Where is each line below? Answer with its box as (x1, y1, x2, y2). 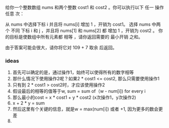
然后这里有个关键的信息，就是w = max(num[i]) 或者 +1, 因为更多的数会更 (12, 106, 163, 112)
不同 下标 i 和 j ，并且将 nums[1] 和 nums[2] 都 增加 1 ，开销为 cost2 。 (11, 28, 157, 34)
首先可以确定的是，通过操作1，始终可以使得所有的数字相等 (12, 69, 134, 75)
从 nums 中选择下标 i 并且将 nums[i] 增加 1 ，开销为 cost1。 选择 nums (5, 22, 151, 27)
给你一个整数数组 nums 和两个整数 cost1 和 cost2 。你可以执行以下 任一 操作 (5, 5, 164, 10)
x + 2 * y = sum (12, 100, 45, 106)
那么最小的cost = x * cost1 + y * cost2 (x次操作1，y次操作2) (12, 94, 136, 100)
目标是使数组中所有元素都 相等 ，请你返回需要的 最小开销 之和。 (9, 34, 143, 40)
